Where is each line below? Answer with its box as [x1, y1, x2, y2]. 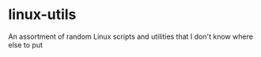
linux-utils [8, 6, 77, 24]
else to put [8, 40, 43, 49]
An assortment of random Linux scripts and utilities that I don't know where [8, 32, 253, 41]
